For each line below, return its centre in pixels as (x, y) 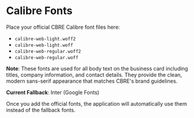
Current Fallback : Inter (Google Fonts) (53, 92)
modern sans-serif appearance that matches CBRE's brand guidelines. (92, 81)
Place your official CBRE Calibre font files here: (63, 27)
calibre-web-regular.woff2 (48, 51)
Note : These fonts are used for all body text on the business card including (97, 68)
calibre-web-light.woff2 (45, 39)
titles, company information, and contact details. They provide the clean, (94, 75)
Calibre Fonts (39, 11)
